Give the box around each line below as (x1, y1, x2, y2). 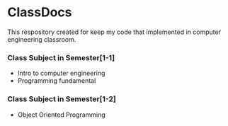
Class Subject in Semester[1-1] (7, 52, 115, 62)
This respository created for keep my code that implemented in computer (7, 28, 222, 36)
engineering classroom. (7, 35, 76, 43)
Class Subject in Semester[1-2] (7, 94, 117, 104)
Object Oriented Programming (17, 110, 106, 119)
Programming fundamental (17, 76, 96, 85)
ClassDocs (7, 4, 72, 21)
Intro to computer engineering (17, 69, 106, 78)
